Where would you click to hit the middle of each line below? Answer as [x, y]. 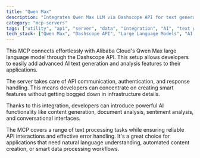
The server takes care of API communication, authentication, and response [98, 82]
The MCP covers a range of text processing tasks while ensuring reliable [95, 130]
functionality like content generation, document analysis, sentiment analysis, [100, 112]
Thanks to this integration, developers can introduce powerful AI [85, 106]
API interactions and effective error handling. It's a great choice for [88, 136]
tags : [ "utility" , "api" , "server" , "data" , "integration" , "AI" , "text [98, 28]
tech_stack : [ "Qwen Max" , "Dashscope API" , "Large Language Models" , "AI [100, 34]
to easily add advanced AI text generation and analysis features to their [93, 64]
